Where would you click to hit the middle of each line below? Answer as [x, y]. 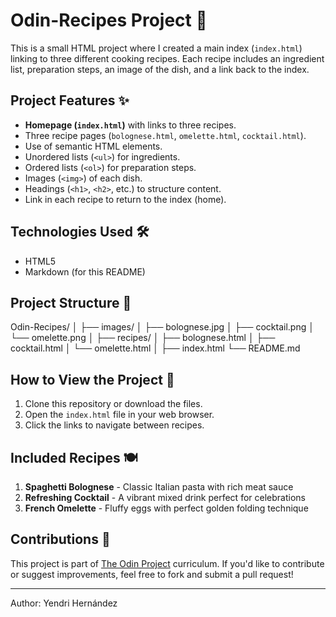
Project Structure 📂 [71, 302]
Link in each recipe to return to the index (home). [125, 199]
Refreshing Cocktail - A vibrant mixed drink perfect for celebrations [165, 497]
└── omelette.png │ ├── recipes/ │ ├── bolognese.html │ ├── [143, 338]
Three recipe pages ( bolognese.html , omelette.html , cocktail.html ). [165, 135]
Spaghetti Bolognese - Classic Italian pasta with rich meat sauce [159, 487]
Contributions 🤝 [60, 539]
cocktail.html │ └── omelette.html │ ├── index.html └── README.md [155, 348]
